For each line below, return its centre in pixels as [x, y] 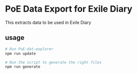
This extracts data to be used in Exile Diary [48, 22]
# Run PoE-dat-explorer [29, 49]
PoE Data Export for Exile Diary [69, 9]
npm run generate [23, 67]
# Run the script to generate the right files [53, 62]
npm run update [21, 54]
